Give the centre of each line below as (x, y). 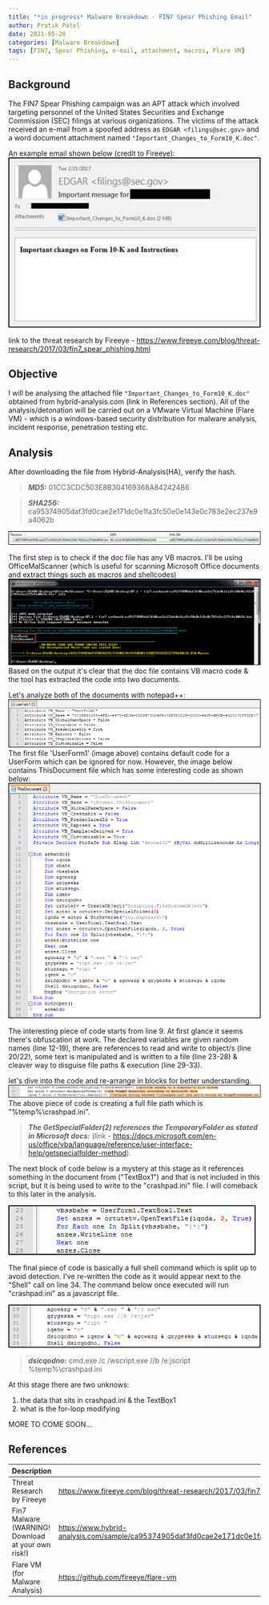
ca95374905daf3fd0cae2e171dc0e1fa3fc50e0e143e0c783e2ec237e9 (143, 512)
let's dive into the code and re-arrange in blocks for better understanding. (130, 1081)
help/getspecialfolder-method (77, 1153)
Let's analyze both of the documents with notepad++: (97, 695)
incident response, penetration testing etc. (78, 427)
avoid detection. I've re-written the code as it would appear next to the (125, 1277)
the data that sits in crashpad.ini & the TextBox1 (98, 1400)
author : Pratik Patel (44, 25)
